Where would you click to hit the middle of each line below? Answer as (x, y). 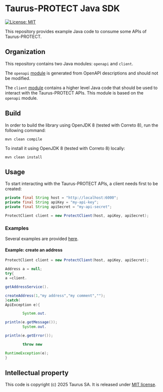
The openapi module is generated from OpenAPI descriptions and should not (82, 73)
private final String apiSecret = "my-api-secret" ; (58, 207)
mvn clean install (24, 157)
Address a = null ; (24, 269)
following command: (26, 130)
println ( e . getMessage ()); (31, 322)
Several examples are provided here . (42, 239)
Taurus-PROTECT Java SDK (63, 9)
